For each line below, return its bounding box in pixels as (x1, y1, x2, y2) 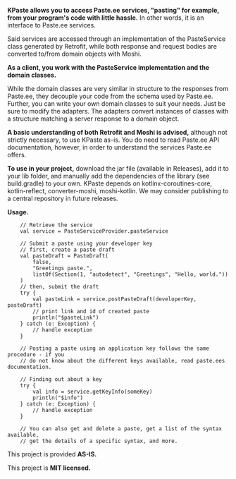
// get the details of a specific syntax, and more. (20, 437, 178, 444)
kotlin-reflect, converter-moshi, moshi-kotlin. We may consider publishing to (7, 187, 229, 195)
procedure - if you (7, 351, 65, 358)
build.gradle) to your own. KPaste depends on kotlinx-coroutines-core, (7, 179, 213, 188)
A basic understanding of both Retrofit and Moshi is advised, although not (7, 128, 228, 136)
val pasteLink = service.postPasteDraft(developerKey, (32, 296, 197, 303)
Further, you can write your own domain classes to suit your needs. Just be (7, 99, 225, 108)
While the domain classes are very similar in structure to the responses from (7, 85, 229, 92)
